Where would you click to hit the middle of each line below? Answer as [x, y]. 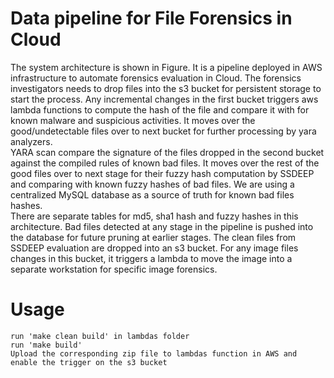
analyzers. [31, 141]
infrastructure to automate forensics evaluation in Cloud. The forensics [156, 78]
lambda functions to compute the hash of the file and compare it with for [160, 109]
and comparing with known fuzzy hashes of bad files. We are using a [152, 184]
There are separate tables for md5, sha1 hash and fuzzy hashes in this [154, 216]
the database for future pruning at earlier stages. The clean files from [153, 237]
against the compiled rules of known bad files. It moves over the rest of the [165, 163]
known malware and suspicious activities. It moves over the [133, 120]
